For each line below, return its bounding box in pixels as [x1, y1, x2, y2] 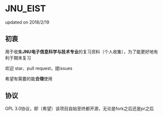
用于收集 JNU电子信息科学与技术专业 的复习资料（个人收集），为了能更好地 [5, 49, 154, 55]
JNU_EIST [5, 3, 46, 14]
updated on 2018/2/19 [5, 19, 50, 25]
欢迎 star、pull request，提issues [5, 65, 73, 71]
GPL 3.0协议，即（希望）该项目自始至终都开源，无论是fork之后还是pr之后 [5, 105, 154, 111]
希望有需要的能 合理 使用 [5, 76, 53, 82]
